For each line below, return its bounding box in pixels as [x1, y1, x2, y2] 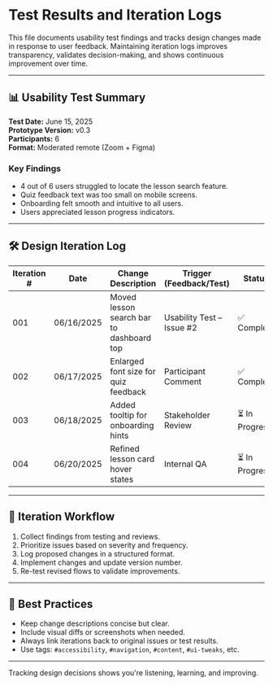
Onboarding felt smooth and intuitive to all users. [19, 199, 184, 208]
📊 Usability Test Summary [8, 91, 146, 105]
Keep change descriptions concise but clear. [19, 618, 170, 628]
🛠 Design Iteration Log [8, 239, 127, 253]
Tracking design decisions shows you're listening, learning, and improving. [8, 668, 258, 678]
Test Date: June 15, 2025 [8, 116, 93, 126]
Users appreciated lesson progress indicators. [19, 208, 175, 217]
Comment [163, 376, 201, 387]
